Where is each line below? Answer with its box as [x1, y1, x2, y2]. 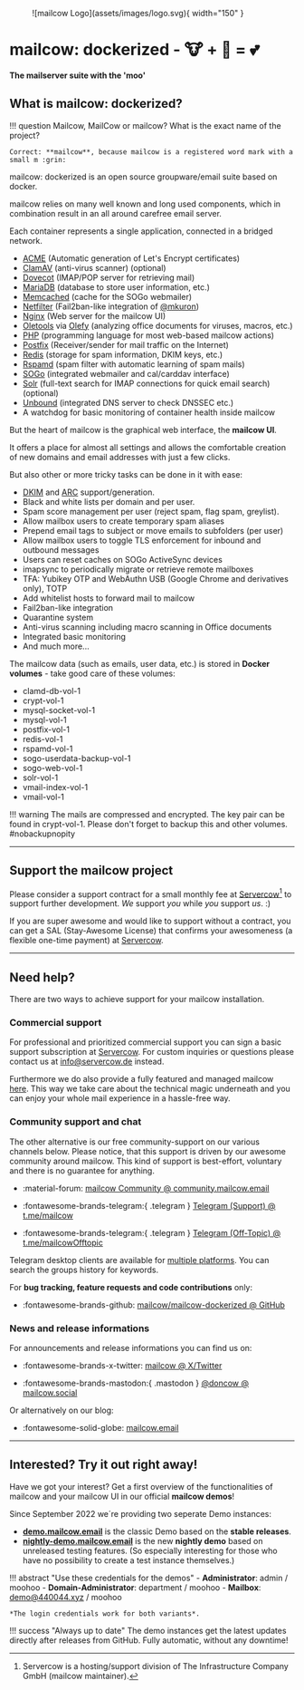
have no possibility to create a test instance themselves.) [22, 1554, 235, 1566]
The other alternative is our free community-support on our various [9, 1136, 261, 1147]
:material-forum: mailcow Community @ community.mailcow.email [22, 1183, 270, 1193]
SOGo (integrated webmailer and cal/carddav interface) [22, 368, 231, 379]
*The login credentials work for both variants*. [9, 1608, 201, 1618]
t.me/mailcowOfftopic [22, 1237, 104, 1248]
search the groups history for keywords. [9, 1264, 159, 1275]
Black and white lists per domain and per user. [22, 496, 195, 507]
